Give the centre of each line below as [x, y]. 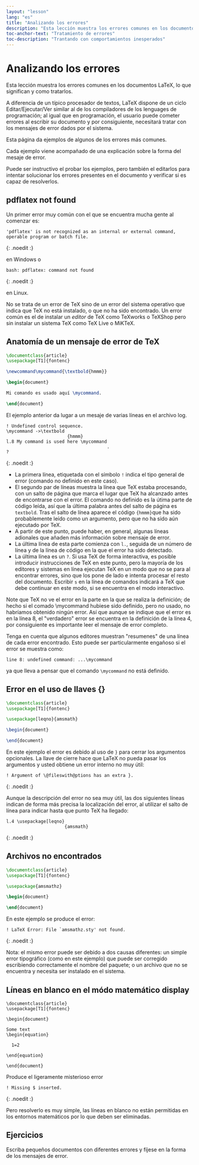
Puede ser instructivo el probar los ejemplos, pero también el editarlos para [98, 169]
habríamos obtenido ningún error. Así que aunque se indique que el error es [99, 612]
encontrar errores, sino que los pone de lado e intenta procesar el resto [102, 575]
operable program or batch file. [47, 237]
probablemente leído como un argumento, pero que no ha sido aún [97, 518]
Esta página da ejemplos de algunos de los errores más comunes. [86, 139]
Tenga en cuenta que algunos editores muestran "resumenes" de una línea [98, 636]
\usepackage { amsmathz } [34, 886]
